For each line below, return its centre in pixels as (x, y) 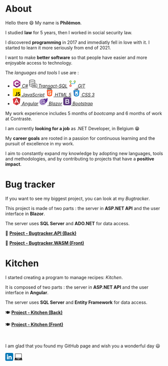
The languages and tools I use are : (42, 72)
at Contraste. (19, 119)
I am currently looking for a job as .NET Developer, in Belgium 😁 (72, 128)
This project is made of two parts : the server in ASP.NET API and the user (83, 208)
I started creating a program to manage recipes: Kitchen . (64, 277)
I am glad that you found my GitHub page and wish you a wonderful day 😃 (83, 346)
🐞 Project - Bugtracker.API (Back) (41, 233)
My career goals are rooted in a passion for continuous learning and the (80, 138)
